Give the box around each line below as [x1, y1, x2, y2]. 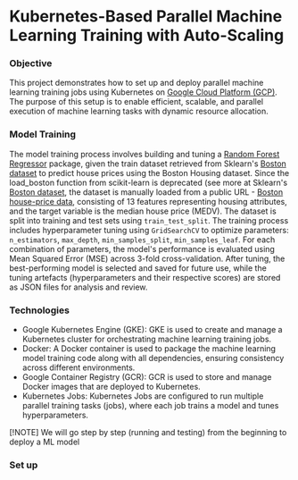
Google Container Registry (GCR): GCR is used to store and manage [21, 372, 272, 383]
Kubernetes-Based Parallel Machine [9, 6, 283, 27]
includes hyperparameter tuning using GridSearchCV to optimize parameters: [9, 224, 289, 235]
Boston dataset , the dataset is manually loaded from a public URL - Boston [9, 186, 284, 198]
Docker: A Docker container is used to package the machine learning [21, 343, 277, 354]
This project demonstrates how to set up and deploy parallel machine [9, 78, 264, 88]
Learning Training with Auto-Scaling [9, 25, 285, 46]
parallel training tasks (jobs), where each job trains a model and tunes [21, 400, 279, 411]
